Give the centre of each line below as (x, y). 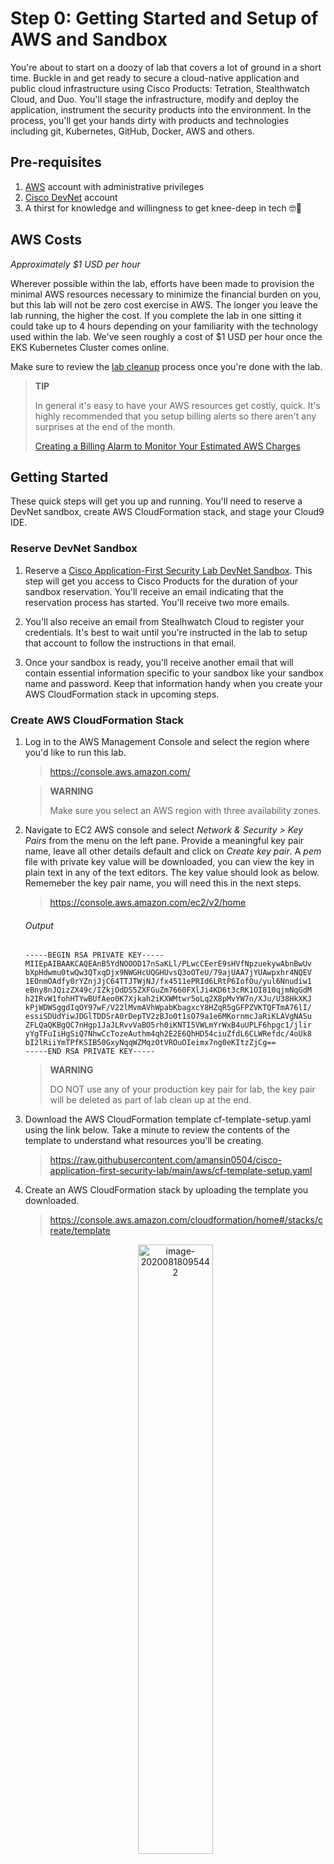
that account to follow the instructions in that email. (130, 643)
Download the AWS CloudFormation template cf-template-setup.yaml (168, 1119)
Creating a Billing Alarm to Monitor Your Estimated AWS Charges (167, 446)
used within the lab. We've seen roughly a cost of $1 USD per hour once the (166, 336)
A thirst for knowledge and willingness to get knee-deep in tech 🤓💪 (163, 208)
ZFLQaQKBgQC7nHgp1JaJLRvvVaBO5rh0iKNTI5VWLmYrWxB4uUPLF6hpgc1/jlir (168, 1025)
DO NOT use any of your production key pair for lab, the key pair (182, 1089)
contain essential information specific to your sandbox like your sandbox (174, 673)
